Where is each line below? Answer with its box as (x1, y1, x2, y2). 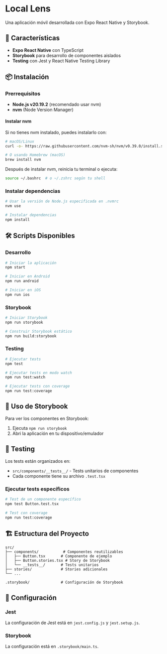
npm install (5, 217, 30, 222)
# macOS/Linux (5, 139, 35, 144)
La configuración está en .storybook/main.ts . (5, 644, 99, 650)
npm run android (5, 278, 39, 284)
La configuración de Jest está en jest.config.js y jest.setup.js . (5, 620, 140, 626)
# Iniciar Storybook (5, 315, 48, 320)
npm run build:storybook (5, 333, 57, 339)
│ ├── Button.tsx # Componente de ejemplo (5, 554, 112, 559)
